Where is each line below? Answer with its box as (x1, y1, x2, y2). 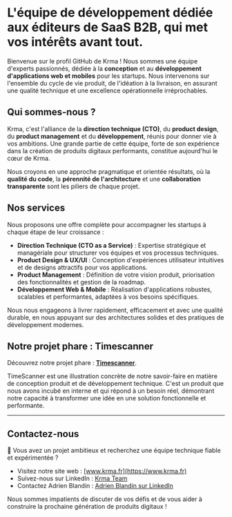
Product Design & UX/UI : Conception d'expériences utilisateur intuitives (17, 255, 224, 264)
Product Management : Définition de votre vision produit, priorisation (17, 271, 215, 279)
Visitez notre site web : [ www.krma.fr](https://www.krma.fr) (17, 467, 187, 476)
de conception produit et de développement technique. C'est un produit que (7, 380, 224, 388)
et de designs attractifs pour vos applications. (17, 263, 148, 271)
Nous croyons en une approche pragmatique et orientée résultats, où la (7, 167, 211, 175)
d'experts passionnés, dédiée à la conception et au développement (7, 64, 202, 72)
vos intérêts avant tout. (7, 35, 144, 50)
